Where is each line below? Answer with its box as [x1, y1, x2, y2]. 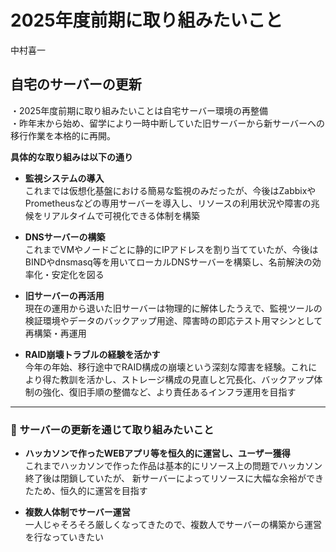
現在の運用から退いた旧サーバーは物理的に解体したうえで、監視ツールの [24, 302, 323, 314]
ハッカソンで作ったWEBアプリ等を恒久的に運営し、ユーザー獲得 [24, 447, 291, 460]
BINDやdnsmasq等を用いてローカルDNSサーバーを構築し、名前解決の [24, 256, 313, 268]
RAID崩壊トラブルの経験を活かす [24, 348, 161, 360]
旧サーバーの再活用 [24, 289, 105, 301]
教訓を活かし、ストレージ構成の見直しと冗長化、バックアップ [59, 373, 315, 385]
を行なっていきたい [24, 531, 105, 543]
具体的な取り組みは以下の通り [10, 151, 133, 163]
